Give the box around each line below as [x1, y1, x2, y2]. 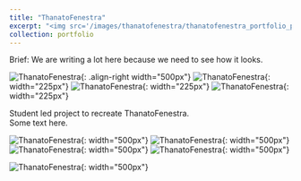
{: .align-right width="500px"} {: [80, 72, 271, 82]
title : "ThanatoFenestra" [9, 13, 106, 22]
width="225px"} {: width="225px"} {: [9, 82, 289, 92]
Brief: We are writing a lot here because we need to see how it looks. [9, 55, 263, 65]
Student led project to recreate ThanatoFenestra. [9, 108, 190, 119]
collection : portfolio [9, 30, 94, 39]
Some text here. [9, 117, 69, 128]
